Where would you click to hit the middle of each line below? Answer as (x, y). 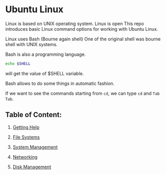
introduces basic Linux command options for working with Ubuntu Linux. (82, 29)
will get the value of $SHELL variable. (45, 73)
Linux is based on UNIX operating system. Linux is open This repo (75, 24)
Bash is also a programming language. (45, 54)
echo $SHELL (18, 63)
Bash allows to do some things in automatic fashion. (60, 83)
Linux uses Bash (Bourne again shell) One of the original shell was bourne (83, 39)
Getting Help (26, 127)
